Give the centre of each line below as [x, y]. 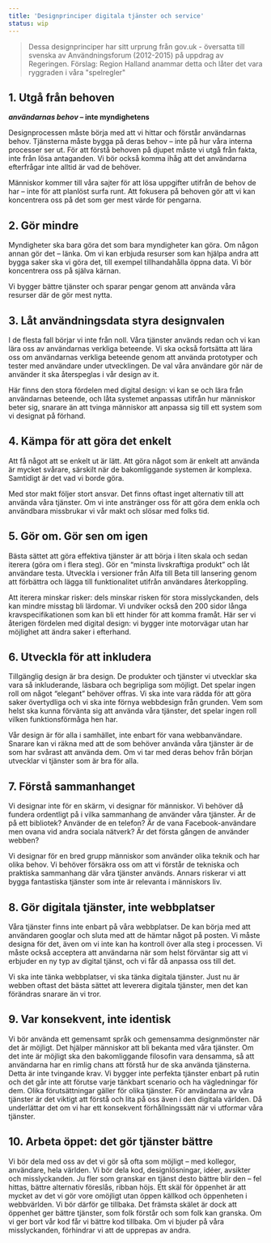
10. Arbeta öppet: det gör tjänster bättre [111, 1142]
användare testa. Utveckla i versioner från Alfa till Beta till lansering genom [133, 573]
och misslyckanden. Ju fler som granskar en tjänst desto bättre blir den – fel [135, 1178]
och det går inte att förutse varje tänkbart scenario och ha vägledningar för [133, 1082]
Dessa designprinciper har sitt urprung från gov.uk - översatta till [136, 46]
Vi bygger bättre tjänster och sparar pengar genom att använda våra [122, 286]
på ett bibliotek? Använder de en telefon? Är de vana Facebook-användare [132, 823]
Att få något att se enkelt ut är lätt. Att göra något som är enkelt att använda [134, 460]
